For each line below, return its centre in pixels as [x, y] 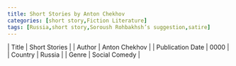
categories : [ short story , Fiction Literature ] [77, 21]
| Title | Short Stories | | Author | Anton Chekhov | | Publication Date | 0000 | [118, 48]
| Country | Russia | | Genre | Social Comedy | [74, 55]
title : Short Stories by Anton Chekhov [66, 14]
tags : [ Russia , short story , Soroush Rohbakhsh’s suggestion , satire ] [109, 27]
